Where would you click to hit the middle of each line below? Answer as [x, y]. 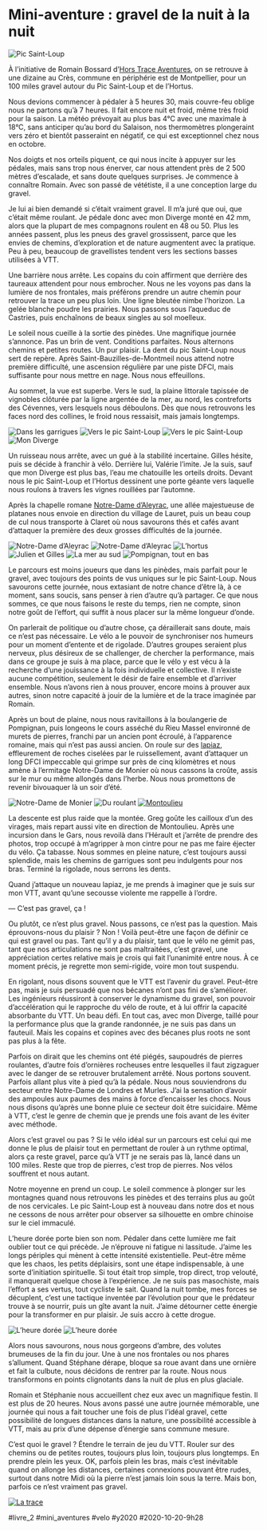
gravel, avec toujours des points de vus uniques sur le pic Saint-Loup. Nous [132, 578]
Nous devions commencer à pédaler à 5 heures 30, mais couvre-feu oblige [132, 101]
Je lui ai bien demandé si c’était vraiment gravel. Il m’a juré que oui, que [125, 208]
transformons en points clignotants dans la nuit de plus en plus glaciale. [126, 1379]
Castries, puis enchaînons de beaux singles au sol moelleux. [107, 317]
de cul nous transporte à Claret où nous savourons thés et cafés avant [124, 522]
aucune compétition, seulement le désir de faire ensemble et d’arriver [122, 678]
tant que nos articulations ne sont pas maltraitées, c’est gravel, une [118, 949]
